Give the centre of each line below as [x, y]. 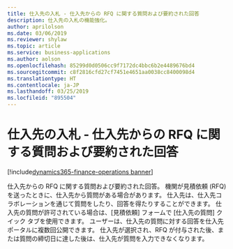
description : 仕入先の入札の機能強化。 [59, 20]
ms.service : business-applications [59, 53]
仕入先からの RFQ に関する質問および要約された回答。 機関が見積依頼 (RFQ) [117, 186]
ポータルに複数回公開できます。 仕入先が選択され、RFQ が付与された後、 [113, 229]
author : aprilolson [36, 27]
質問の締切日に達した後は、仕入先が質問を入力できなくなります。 [114, 239]
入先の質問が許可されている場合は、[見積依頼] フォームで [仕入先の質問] [111, 212]
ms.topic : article [34, 46]
